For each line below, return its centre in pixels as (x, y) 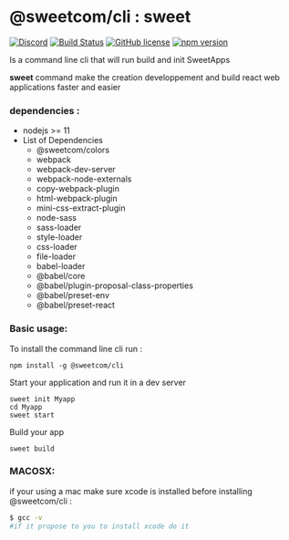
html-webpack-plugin (77, 199)
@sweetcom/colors (73, 150)
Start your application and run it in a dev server (98, 382)
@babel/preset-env (73, 296)
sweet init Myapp (42, 399)
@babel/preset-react (76, 305)
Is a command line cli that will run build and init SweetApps (120, 59)
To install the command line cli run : (76, 348)
